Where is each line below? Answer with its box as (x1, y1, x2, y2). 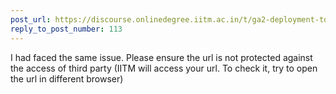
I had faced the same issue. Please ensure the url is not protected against (10, 51, 313, 63)
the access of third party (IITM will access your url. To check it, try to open (10, 62, 318, 74)
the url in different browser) (10, 72, 124, 85)
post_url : (10, 14, 52, 25)
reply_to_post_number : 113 (10, 24, 123, 34)
